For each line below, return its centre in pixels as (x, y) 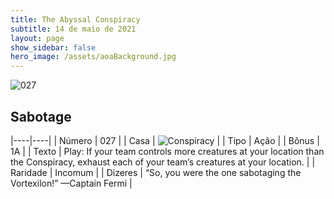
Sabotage (41, 116)
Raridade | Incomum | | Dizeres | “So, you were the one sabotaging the (156, 172)
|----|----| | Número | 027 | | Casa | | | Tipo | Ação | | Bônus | (165, 140)
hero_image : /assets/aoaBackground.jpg (93, 57)
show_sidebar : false (53, 47)
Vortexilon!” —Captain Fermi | (71, 183)
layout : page (37, 38)
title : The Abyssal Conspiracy (75, 19)
